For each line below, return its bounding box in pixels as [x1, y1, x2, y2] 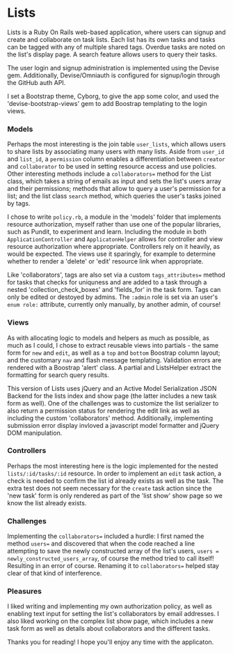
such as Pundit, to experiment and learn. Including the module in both [7, 228, 207, 236]
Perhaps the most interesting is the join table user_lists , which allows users [7, 140, 226, 148]
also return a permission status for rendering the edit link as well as [7, 406, 200, 415]
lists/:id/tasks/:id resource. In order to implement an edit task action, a [7, 469, 222, 477]
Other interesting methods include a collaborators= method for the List [7, 169, 211, 178]
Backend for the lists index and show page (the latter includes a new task [7, 392, 217, 400]
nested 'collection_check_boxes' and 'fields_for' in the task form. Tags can [7, 286, 221, 294]
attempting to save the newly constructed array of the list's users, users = [7, 547, 219, 555]
